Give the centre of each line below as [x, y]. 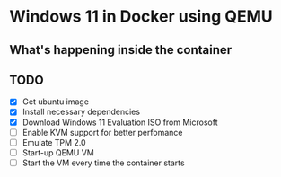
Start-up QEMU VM [58, 152]
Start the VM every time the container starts [104, 163]
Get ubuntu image [56, 102]
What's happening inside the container [121, 50]
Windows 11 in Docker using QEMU [141, 17]
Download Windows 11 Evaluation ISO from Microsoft [120, 122]
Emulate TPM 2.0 [54, 142]
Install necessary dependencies [81, 112]
